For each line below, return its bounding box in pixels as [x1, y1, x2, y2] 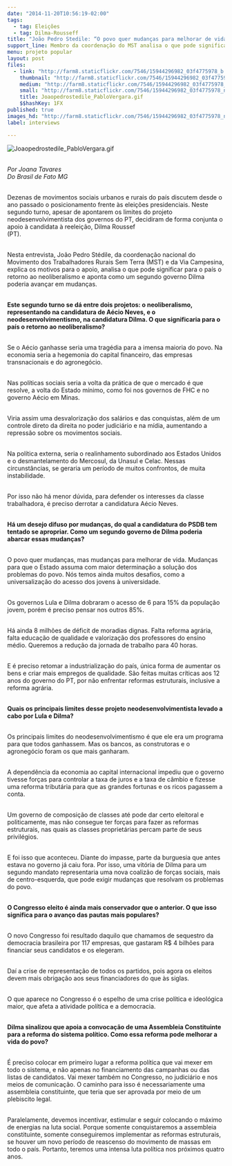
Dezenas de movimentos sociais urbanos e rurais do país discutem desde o [7, 193, 222, 201]
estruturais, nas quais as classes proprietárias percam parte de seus [7, 825, 202, 833]
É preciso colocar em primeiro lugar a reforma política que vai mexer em [7, 1058, 213, 1067]
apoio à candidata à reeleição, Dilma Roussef [7, 222, 136, 231]
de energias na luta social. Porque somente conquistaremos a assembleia [7, 1123, 217, 1131]
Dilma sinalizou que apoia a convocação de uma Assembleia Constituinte [7, 1022, 222, 1031]
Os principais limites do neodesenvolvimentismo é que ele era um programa [7, 732, 224, 741]
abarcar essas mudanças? [7, 534, 85, 543]
